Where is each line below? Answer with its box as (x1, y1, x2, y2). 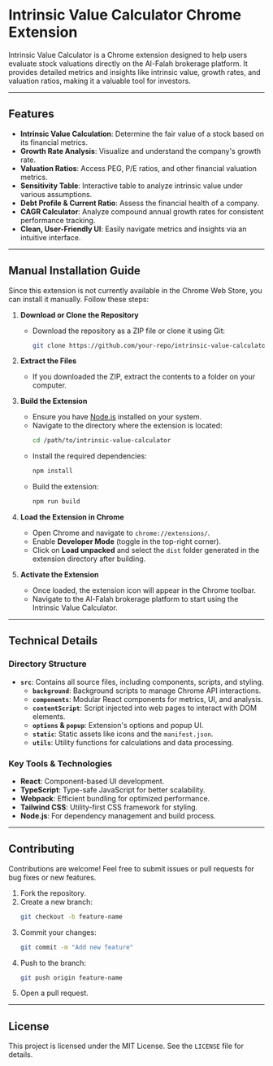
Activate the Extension (19, 570, 99, 580)
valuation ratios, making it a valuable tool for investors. (8, 76, 191, 86)
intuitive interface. (19, 232, 81, 242)
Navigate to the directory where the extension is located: (32, 421, 223, 431)
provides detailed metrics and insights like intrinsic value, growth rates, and (8, 67, 262, 77)
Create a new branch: (19, 897, 93, 906)
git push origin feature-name (19, 973, 123, 982)
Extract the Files (19, 356, 77, 366)
